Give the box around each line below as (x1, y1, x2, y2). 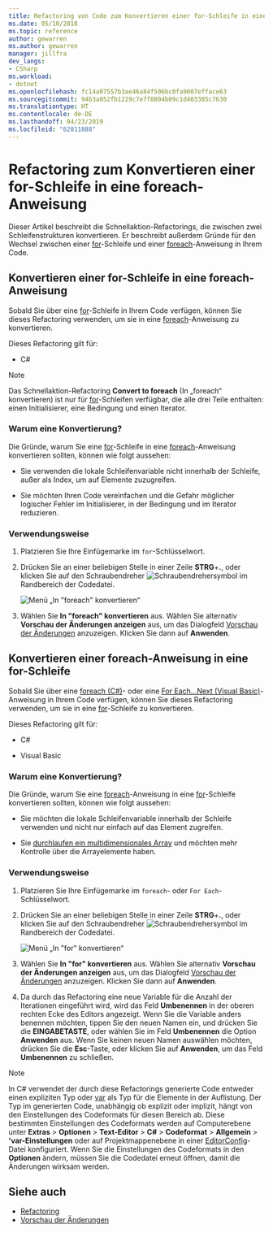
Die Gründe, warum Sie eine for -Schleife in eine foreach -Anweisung (8, 441, 236, 451)
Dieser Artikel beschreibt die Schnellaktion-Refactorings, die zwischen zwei (8, 221, 262, 232)
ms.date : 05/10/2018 (8, 20, 79, 28)
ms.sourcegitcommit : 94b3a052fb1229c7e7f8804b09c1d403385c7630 (8, 95, 227, 103)
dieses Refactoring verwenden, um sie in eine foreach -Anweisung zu (8, 314, 240, 323)
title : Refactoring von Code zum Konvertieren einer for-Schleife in (8, 11, 249, 20)
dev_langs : (8, 58, 45, 66)
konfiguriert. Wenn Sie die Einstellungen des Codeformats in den (27, 1144, 245, 1154)
